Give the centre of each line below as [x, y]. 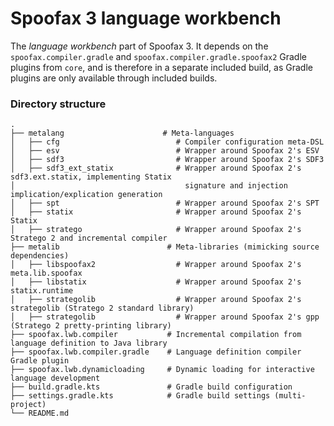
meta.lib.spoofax [46, 273]
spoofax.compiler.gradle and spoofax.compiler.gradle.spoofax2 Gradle [158, 56]
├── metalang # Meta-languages [122, 133]
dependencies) [40, 256]
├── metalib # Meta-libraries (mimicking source [165, 247]
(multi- [290, 396]
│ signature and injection [149, 186]
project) [28, 405]
